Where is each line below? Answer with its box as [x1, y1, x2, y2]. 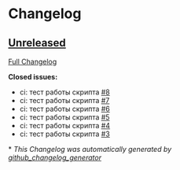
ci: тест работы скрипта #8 [19, 87, 110, 97]
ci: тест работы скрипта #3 [19, 129, 110, 139]
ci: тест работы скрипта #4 [19, 121, 111, 130]
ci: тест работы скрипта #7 [19, 96, 110, 105]
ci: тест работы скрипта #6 [19, 104, 110, 113]
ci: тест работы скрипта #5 [19, 113, 110, 122]
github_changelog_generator [8, 153, 102, 162]
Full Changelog [8, 57, 57, 66]
